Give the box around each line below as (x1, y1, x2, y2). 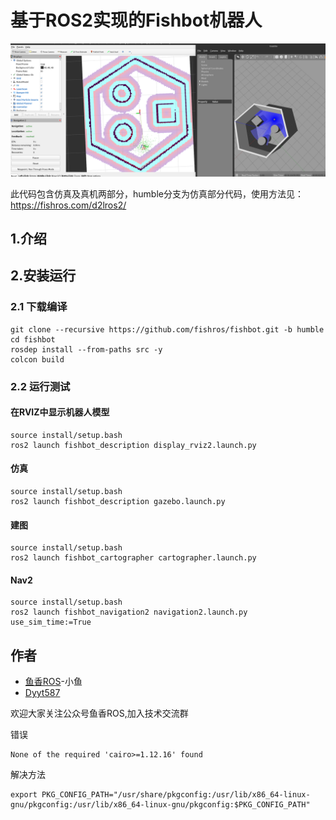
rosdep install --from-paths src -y (10, 344, 163, 355)
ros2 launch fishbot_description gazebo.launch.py (10, 496, 226, 506)
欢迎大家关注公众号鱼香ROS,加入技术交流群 (10, 707, 189, 720)
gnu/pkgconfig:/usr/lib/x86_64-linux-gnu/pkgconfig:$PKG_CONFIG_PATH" (10, 800, 311, 810)
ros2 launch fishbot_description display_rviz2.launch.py (10, 440, 257, 450)
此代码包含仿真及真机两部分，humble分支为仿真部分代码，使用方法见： (10, 187, 304, 200)
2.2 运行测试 (10, 379, 71, 393)
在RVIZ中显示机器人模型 (10, 406, 110, 418)
